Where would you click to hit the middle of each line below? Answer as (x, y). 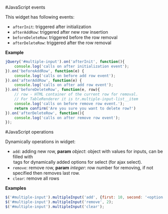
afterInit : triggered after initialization (52, 27)
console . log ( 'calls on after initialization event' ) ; (72, 66)
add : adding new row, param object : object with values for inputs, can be (88, 151)
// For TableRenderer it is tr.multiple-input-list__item (76, 99)
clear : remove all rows (36, 178)
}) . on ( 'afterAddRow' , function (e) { (44, 80)
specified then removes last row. (46, 173)
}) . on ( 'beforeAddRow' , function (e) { (45, 71)
